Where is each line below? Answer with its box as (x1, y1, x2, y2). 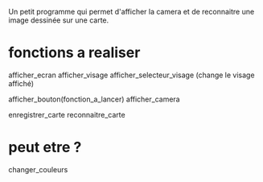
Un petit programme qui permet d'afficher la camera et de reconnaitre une (8, 7, 255, 16)
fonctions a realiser (8, 43, 141, 62)
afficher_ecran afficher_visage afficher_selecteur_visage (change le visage (8, 70, 255, 80)
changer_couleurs (8, 164, 68, 174)
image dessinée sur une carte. (8, 15, 109, 25)
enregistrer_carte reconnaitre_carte (8, 110, 126, 119)
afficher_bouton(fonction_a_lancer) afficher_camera (8, 94, 180, 104)
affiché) (8, 78, 35, 88)
